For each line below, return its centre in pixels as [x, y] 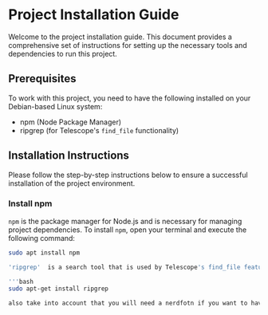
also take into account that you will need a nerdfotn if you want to [128, 303]
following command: [42, 238]
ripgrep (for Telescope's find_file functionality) [99, 130]
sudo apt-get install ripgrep [59, 289]
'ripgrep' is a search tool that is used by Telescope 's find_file [124, 267]
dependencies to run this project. [63, 53]
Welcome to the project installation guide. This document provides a [120, 37]
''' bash [21, 282]
